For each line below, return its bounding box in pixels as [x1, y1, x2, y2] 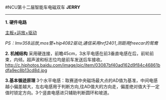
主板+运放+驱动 [5, 30, 37, 35]
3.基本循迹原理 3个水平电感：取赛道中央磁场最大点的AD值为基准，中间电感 [5, 77, 158, 83]
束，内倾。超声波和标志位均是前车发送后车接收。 [5, 57, 105, 62]
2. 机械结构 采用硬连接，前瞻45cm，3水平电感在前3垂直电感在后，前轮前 [5, 50, 154, 56]
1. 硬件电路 [5, 19, 27, 25]
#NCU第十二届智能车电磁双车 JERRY [5, 4, 81, 10]
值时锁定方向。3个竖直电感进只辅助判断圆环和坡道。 [5, 90, 112, 96]
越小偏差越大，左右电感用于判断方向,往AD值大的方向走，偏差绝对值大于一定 [5, 84, 160, 89]
